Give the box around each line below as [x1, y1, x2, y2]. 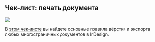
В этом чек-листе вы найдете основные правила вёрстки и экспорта [5, 26, 151, 32]
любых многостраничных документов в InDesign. [5, 31, 109, 37]
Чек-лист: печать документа [5, 4, 99, 12]
